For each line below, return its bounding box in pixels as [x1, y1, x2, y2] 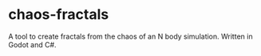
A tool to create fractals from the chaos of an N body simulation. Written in [8, 32, 253, 41]
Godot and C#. [8, 39, 57, 49]
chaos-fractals [8, 6, 109, 24]
